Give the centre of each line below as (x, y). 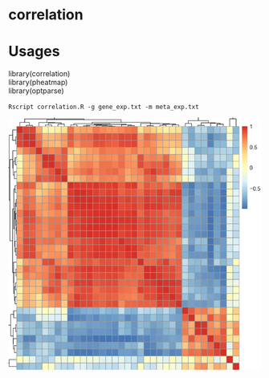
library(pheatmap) (38, 83)
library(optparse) (36, 91)
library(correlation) (39, 74)
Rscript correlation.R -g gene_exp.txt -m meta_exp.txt (104, 107)
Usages (34, 52)
